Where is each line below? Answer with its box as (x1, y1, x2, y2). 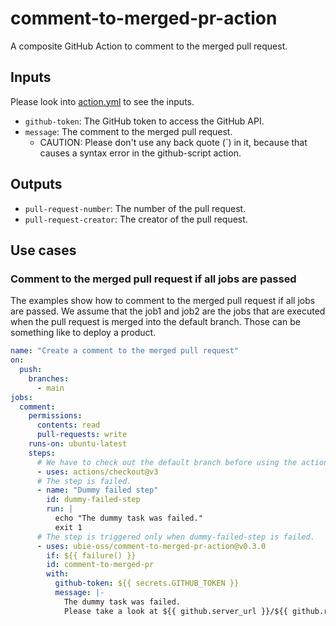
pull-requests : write (36, 430, 128, 440)
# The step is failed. (36, 476, 132, 486)
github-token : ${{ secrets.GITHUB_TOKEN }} (54, 578, 240, 589)
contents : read (36, 420, 101, 431)
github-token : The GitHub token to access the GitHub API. (24, 115, 265, 127)
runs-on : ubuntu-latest (28, 439, 128, 449)
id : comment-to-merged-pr (46, 560, 155, 570)
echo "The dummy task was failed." (54, 513, 203, 523)
